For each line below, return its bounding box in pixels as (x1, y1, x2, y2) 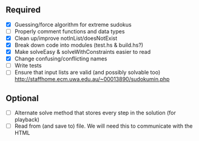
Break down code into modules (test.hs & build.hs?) (14, 42, 144, 48)
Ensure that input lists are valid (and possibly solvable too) (14, 69, 161, 76)
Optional (5, 93, 39, 103)
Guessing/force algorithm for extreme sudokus (14, 21, 132, 28)
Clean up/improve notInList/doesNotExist (14, 34, 118, 42)
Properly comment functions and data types (14, 27, 125, 35)
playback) (14, 116, 40, 123)
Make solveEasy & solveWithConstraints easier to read (14, 48, 151, 56)
